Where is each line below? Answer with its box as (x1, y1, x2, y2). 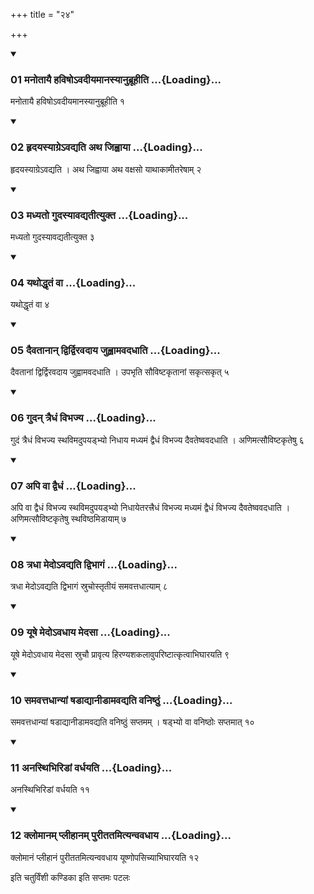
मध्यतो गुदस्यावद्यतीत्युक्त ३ (10, 230, 95, 243)
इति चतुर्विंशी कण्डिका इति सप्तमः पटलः (10, 871, 131, 883)
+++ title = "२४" (10, 9, 75, 20)
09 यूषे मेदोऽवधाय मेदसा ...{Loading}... (10, 625, 171, 639)
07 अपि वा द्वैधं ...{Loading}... (10, 479, 137, 493)
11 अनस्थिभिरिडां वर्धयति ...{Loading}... (10, 760, 173, 774)
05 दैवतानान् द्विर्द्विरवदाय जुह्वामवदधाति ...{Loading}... (10, 344, 221, 358)
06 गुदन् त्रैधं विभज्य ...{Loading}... (10, 411, 157, 425)
